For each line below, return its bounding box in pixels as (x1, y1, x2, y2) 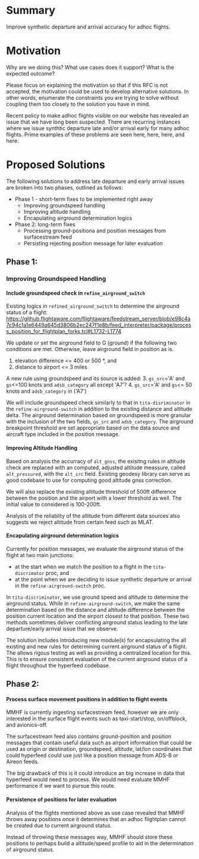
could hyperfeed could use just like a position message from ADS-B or (6, 752, 179, 759)
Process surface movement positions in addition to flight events (6, 696, 168, 703)
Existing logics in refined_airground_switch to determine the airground (6, 302, 180, 310)
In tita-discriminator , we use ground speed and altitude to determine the (6, 593, 188, 601)
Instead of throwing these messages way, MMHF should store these (6, 833, 173, 841)
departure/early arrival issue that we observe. (6, 625, 118, 632)
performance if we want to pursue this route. (6, 782, 116, 789)
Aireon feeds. (6, 758, 40, 765)
